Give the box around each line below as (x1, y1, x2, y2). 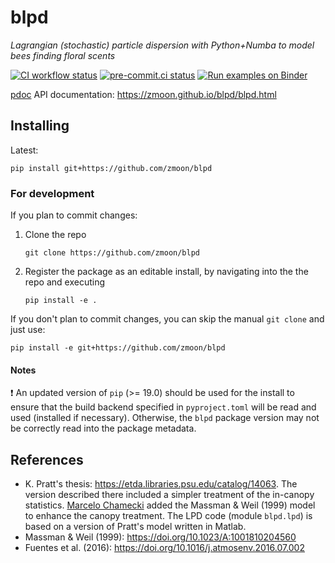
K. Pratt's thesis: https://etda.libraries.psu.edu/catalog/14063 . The (24, 478, 298, 490)
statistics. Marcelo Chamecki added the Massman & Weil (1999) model (24, 499, 316, 511)
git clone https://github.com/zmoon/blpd (24, 248, 200, 258)
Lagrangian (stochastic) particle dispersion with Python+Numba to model (10, 39, 315, 51)
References (10, 451, 84, 468)
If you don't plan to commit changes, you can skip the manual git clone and (10, 313, 325, 325)
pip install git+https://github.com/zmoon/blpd (10, 163, 213, 173)
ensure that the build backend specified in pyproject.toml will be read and (10, 401, 317, 413)
